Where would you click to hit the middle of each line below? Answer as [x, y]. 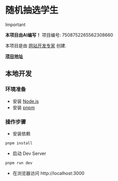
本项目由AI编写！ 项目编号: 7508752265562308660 [59, 35]
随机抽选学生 [32, 10]
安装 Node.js [26, 101]
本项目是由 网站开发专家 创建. [36, 45]
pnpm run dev [19, 163]
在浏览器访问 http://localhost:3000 [48, 173]
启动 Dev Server [29, 153]
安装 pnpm [24, 107]
